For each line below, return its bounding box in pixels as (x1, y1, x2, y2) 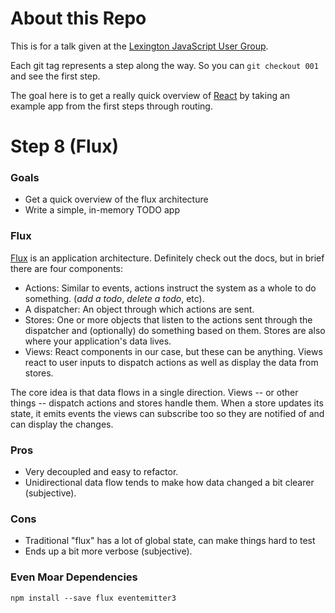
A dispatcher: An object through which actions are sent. (24, 303, 255, 315)
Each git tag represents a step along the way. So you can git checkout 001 (10, 59, 319, 71)
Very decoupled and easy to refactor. (24, 466, 179, 478)
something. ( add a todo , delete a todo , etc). (24, 292, 205, 304)
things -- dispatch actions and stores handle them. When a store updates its (10, 397, 324, 409)
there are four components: (10, 262, 124, 274)
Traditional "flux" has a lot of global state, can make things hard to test (24, 535, 316, 547)
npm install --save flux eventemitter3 (10, 593, 177, 603)
